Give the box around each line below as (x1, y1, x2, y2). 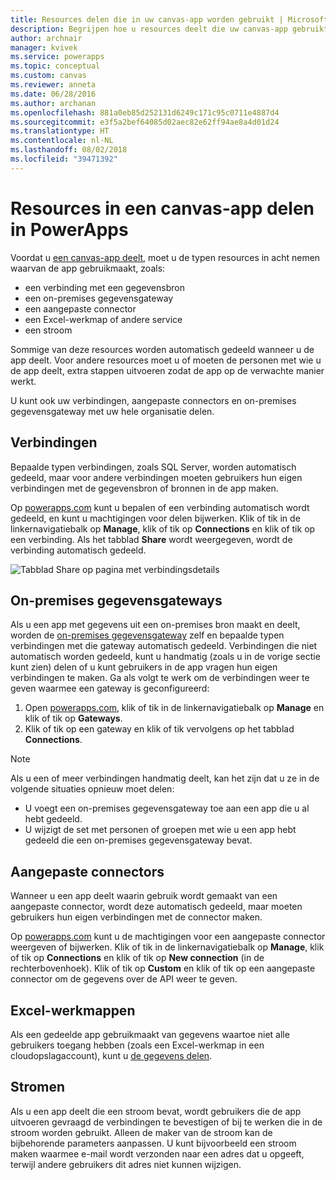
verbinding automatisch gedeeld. (10, 544, 147, 556)
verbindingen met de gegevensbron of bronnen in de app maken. (10, 482, 279, 494)
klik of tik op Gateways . (24, 712, 123, 725)
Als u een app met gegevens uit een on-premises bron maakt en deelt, (10, 619, 301, 631)
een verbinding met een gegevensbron (24, 281, 185, 293)
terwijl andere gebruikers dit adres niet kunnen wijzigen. (10, 1158, 242, 1170)
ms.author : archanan (10, 98, 97, 108)
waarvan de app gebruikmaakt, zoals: (10, 262, 166, 274)
